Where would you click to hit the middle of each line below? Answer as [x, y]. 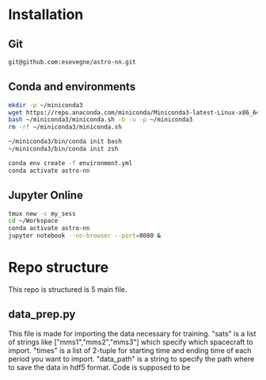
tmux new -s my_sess [42, 213]
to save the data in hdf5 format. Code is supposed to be [99, 367]
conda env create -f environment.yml [70, 163]
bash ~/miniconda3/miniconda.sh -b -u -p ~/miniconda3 [101, 120]
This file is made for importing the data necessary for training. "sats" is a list [132, 333]
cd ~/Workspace [33, 221]
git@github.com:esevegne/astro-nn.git [72, 62]
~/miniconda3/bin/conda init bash [65, 142]
